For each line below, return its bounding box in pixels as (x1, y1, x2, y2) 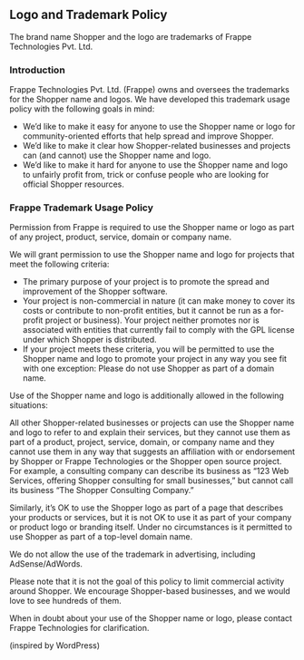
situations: (9, 400, 48, 411)
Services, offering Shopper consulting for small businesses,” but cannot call (9, 475, 293, 486)
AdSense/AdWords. (9, 558, 83, 569)
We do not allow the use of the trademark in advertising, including (9, 548, 256, 560)
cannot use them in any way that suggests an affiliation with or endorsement (9, 446, 296, 457)
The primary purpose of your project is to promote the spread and (22, 277, 270, 287)
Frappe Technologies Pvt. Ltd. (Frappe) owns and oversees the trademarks (9, 84, 290, 95)
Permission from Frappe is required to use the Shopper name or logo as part (9, 222, 295, 233)
